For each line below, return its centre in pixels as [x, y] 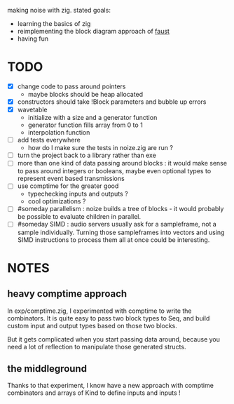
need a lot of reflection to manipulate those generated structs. [97, 346]
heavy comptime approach [67, 294]
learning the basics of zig [54, 23]
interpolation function [59, 133]
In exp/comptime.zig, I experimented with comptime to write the [99, 311]
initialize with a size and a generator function [92, 118]
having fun [33, 39]
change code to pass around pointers [71, 86]
